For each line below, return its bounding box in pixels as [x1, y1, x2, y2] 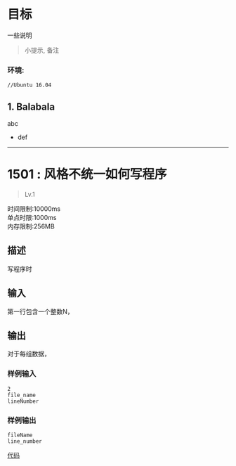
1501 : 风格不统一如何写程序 [7, 167, 167, 183]
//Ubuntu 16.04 [7, 82, 52, 89]
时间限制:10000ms [7, 205, 61, 213]
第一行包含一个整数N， [7, 307, 74, 316]
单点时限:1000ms [7, 213, 57, 221]
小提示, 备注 [24, 46, 60, 54]
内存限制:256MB [7, 222, 55, 231]
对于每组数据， [7, 349, 51, 358]
